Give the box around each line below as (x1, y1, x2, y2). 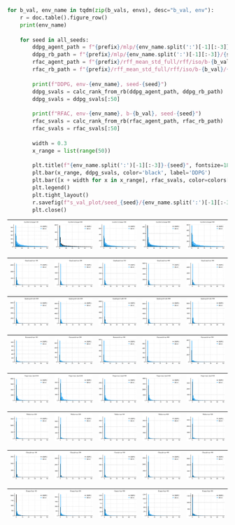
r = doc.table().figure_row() (20, 14, 108, 21)
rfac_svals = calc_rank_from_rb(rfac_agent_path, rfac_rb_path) (32, 118, 224, 125)
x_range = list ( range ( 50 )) (32, 147, 111, 154)
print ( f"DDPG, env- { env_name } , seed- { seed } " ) (32, 81, 168, 88)
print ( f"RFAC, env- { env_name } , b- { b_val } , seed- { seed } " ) (32, 110, 202, 118)
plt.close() (32, 206, 68, 213)
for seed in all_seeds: (20, 36, 90, 43)
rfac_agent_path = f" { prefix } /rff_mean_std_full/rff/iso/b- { (32, 59, 215, 66)
